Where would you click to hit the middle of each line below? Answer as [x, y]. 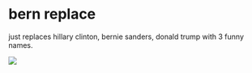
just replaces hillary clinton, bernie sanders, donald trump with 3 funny [126, 36]
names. [21, 45]
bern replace [52, 14]
